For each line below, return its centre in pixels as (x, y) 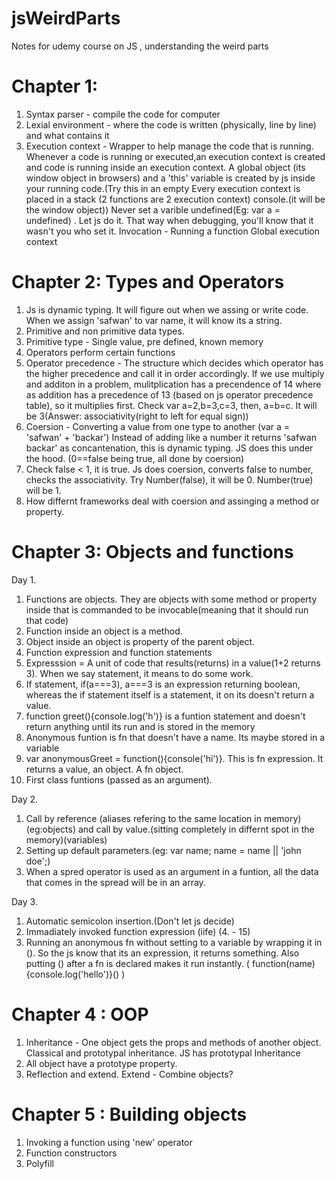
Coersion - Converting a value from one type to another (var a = (158, 426)
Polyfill (39, 1163)
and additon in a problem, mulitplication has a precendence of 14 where (173, 384)
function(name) (283, 963)
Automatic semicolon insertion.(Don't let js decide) (130, 921)
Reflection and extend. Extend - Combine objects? (129, 1074)
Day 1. (24, 579)
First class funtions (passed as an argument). (119, 779)
